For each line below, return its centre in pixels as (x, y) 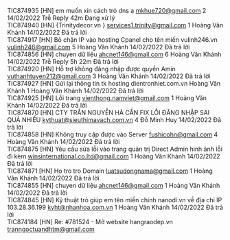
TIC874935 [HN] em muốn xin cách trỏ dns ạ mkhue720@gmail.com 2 (107, 11)
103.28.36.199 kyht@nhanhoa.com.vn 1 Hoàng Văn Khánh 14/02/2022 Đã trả (115, 207)
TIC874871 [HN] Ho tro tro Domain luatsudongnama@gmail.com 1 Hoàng (110, 171)
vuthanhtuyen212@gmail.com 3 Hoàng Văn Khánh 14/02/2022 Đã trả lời (109, 76)
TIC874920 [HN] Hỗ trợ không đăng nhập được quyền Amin (92, 69)
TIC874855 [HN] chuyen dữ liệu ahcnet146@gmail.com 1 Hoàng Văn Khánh (114, 185)
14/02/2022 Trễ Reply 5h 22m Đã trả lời (63, 61)
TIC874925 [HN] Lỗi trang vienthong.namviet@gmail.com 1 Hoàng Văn (107, 98)
